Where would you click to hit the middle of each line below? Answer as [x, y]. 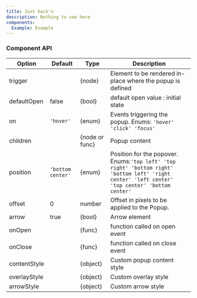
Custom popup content [142, 260]
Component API [29, 49]
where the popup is [154, 81]
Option [26, 63]
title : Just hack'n [30, 11]
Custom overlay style [140, 277]
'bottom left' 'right [141, 174]
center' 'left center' [142, 179]
